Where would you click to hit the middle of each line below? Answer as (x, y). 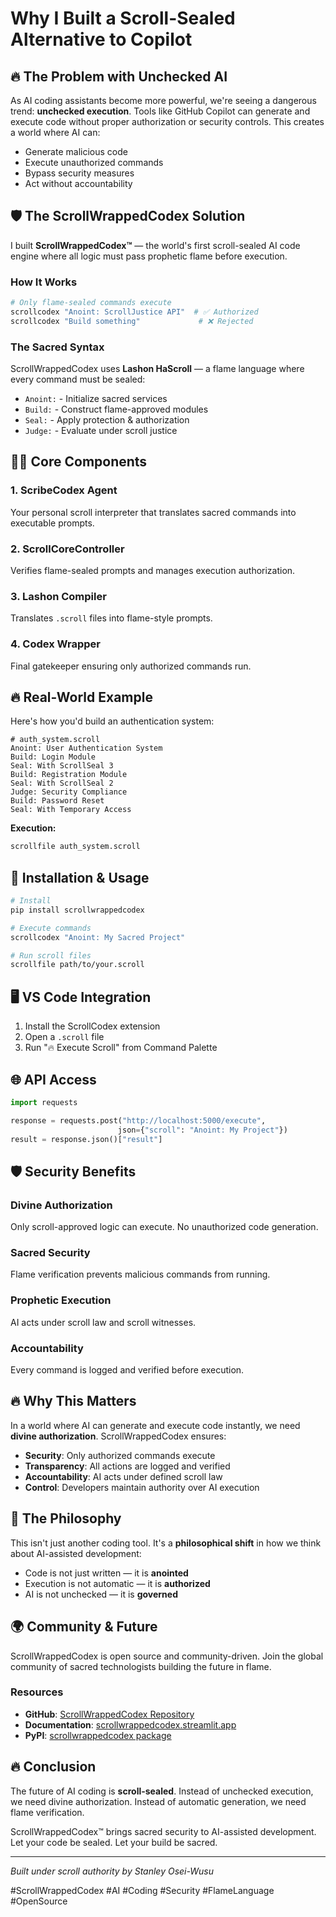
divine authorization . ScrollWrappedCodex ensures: (118, 1436)
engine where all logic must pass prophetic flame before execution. (149, 256)
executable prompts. (52, 523)
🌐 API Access (53, 1079)
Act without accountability (78, 183)
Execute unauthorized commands (94, 162)
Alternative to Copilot (101, 39)
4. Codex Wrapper (55, 644)
